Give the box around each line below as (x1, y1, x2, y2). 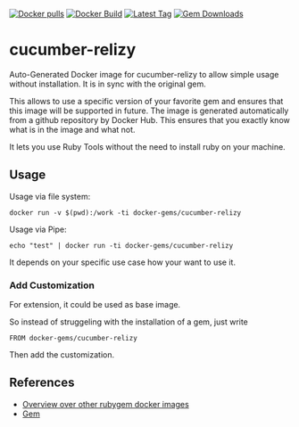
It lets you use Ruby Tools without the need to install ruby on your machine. (9, 141, 286, 152)
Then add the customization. (9, 349, 115, 360)
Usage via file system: (9, 191, 91, 201)
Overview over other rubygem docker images (21, 398, 189, 409)
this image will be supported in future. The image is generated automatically (9, 105, 289, 116)
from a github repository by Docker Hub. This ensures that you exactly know (9, 114, 290, 125)
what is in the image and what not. (9, 124, 136, 135)
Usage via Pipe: (9, 224, 67, 234)
